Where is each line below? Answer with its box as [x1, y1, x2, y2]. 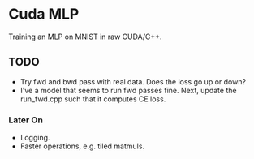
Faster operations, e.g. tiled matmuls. [19, 141, 144, 151]
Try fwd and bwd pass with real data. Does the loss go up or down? [19, 76, 246, 86]
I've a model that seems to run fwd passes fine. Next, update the [19, 85, 237, 95]
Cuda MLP [8, 5, 80, 24]
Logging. [19, 133, 50, 143]
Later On [8, 114, 43, 126]
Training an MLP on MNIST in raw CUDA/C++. [8, 32, 162, 41]
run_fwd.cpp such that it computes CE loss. [19, 94, 166, 104]
